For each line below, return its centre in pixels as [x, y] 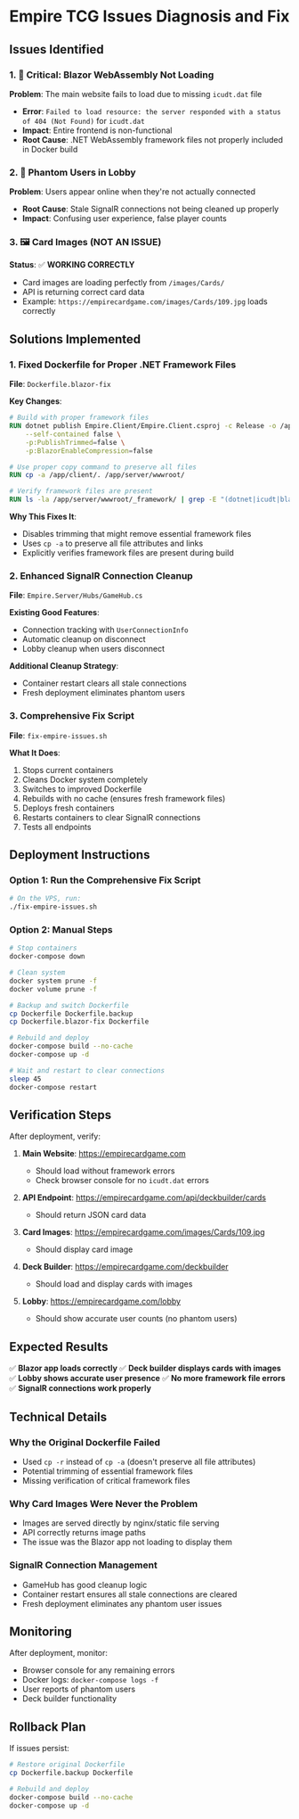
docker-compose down [48, 957]
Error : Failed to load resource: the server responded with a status [152, 111]
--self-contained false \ [73, 434]
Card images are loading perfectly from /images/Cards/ [123, 283]
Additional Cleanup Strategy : [64, 666]
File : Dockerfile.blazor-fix [60, 384]
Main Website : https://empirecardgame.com [104, 1154]
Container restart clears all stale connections [104, 683]
